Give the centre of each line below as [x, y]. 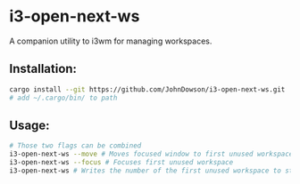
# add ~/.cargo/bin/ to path [63, 98]
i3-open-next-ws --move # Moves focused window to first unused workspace [151, 154]
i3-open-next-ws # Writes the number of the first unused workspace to [145, 171]
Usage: [30, 125]
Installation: [43, 69]
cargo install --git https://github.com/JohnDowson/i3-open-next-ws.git [147, 89]
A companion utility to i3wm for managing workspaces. [111, 41]
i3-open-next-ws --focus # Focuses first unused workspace [121, 163]
